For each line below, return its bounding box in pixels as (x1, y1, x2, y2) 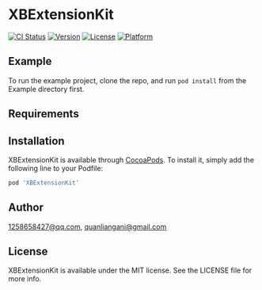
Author (8, 200, 44, 215)
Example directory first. (8, 84, 85, 93)
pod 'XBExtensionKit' (8, 178, 80, 187)
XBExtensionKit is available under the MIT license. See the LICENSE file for (8, 265, 253, 275)
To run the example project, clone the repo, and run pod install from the (8, 75, 247, 85)
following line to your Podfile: (8, 163, 104, 173)
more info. (8, 274, 42, 284)
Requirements (8, 107, 79, 120)
